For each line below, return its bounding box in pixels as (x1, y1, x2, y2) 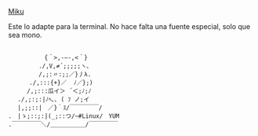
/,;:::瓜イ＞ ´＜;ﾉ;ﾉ (27, 87, 92, 95)
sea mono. (8, 31, 42, 39)
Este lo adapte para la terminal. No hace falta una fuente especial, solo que (8, 22, 251, 31)
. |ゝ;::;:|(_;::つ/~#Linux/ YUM (8, 112, 120, 120)
